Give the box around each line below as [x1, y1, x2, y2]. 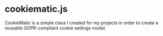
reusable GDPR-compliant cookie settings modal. [5, 25, 106, 31]
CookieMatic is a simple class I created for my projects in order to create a [5, 20, 158, 26]
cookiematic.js [5, 3, 68, 15]
